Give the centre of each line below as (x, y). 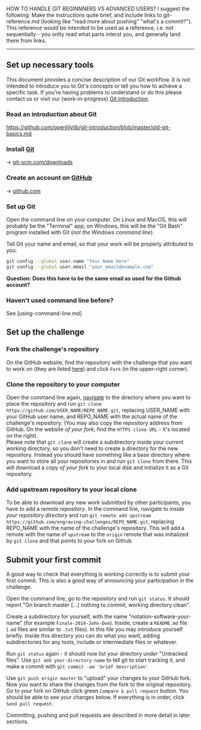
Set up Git (21, 207)
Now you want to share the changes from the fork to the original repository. (99, 684)
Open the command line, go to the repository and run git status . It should (98, 599)
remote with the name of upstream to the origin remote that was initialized (98, 534)
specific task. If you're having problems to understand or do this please (94, 92)
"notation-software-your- (160, 617)
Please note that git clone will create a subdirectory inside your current (95, 442)
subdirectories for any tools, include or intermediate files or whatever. (92, 642)
